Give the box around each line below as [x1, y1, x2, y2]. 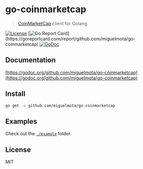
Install [5, 90, 26, 98]
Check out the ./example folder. [5, 131, 71, 137]
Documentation [5, 56, 56, 65]
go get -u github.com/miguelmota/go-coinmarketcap [5, 103, 115, 108]
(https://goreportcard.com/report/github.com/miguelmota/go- [5, 36, 136, 42]
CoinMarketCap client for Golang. [17, 20, 88, 26]
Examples [5, 117, 37, 126]
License [5, 145, 31, 154]
